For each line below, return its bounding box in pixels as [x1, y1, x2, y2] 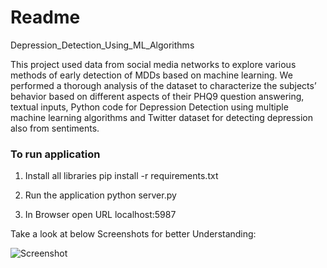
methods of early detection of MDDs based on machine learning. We [10, 69, 293, 81]
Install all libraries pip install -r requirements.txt [24, 170, 219, 182]
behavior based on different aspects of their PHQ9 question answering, [10, 90, 305, 102]
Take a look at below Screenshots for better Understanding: [10, 228, 257, 240]
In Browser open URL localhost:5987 [24, 209, 177, 221]
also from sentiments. [10, 122, 100, 134]
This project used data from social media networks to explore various [10, 58, 297, 70]
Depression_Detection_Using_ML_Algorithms [10, 39, 195, 51]
